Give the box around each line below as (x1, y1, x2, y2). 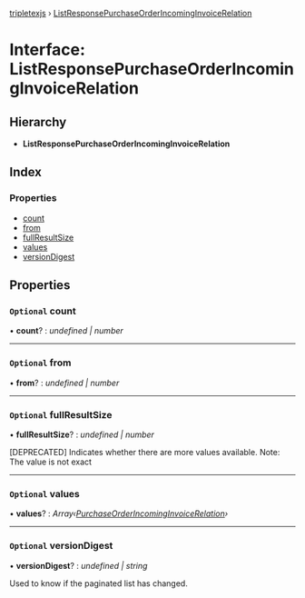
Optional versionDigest (9, 540, 113, 553)
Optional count (9, 304, 76, 317)
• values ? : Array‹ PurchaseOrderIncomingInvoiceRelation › (9, 508, 229, 519)
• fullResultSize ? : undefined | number (9, 429, 154, 440)
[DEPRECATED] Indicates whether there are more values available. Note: (9, 446, 280, 457)
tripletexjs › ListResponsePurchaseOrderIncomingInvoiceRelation (9, 8, 252, 18)
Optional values (9, 487, 80, 500)
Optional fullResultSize (9, 408, 113, 421)
